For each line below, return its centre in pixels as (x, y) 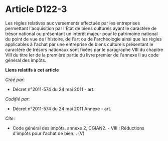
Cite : (10, 118)
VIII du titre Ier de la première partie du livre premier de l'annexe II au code (82, 55)
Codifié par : (18, 99)
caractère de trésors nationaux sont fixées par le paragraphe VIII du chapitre (84, 49)
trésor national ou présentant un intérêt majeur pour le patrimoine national (81, 33)
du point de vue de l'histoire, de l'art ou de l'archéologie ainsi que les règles (83, 39)
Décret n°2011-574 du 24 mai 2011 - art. (53, 89)
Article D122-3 (36, 9)
